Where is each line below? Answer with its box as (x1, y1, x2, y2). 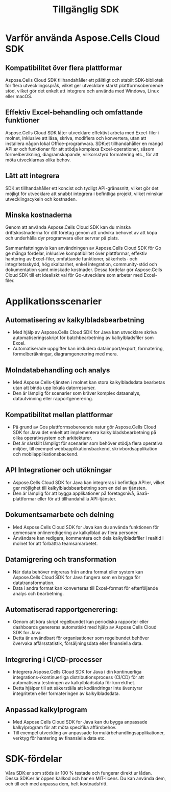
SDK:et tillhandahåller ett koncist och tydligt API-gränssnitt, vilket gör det (5, 185, 159, 191)
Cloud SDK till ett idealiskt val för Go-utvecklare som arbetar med (5, 272, 143, 278)
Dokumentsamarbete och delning (5, 511, 114, 519)
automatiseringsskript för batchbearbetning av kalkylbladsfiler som (12, 334, 154, 341)
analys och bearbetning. (12, 590, 64, 596)
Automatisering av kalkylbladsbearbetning (5, 316, 144, 325)
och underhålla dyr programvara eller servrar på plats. (5, 235, 119, 241)
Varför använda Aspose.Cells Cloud (5, 32, 160, 44)
